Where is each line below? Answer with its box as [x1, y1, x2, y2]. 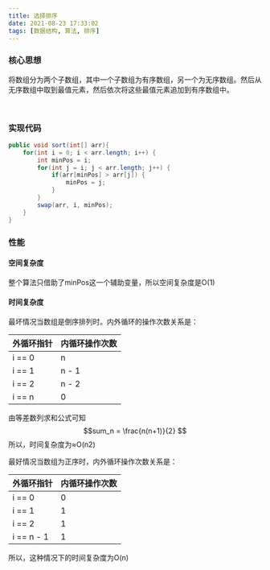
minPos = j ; [65, 179, 106, 187]
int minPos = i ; [37, 156, 92, 164]
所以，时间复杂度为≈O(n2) [8, 440, 96, 449]
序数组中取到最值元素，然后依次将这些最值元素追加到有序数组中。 [14, 85, 234, 94]
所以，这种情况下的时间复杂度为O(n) [8, 552, 129, 562]
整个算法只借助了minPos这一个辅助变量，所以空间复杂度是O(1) [8, 277, 215, 287]
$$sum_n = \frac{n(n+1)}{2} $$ [83, 426, 187, 436]
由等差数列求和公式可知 [8, 412, 86, 423]
